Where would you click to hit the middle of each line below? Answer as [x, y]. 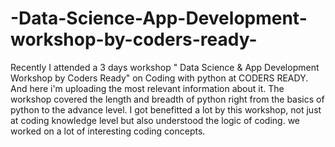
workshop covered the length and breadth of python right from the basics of [167, 99]
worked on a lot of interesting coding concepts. [108, 131]
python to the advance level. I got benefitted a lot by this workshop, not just [166, 109]
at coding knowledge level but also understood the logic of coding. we [155, 120]
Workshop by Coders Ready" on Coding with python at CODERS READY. [159, 78]
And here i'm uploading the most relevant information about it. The [147, 88]
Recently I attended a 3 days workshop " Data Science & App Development [165, 67]
